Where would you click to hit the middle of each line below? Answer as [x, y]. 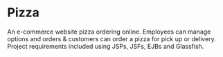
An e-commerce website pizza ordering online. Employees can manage [109, 32]
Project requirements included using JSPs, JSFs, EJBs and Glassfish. [106, 46]
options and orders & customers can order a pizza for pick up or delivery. [111, 38]
